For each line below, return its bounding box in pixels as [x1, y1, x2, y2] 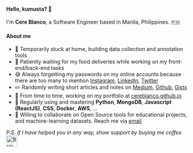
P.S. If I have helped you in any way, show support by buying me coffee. [6, 129, 183, 136]
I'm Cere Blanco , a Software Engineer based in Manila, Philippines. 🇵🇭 [6, 18, 181, 26]
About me [6, 32, 31, 39]
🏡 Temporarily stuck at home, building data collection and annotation [14, 46, 183, 53]
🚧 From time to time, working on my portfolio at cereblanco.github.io [14, 93, 182, 100]
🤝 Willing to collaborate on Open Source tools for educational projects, [14, 111, 188, 119]
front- [168, 58, 183, 65]
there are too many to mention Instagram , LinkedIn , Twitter [14, 77, 159, 84]
